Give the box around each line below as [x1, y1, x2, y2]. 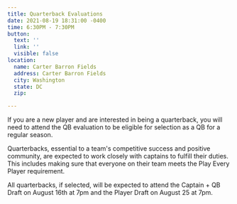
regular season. [7, 131, 53, 139]
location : [7, 57, 37, 64]
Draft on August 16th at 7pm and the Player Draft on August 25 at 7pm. [7, 188, 213, 197]
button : [7, 30, 31, 38]
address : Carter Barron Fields [13, 70, 106, 77]
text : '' [13, 37, 40, 44]
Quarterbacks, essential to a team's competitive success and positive [7, 144, 211, 153]
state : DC [13, 83, 43, 90]
